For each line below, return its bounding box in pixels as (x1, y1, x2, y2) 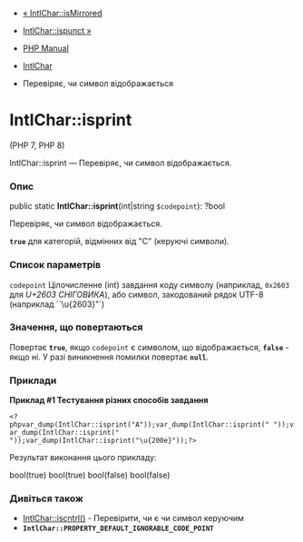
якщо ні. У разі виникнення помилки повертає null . (9, 351, 210, 362)
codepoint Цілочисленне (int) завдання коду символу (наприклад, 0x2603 (9, 279, 290, 290)
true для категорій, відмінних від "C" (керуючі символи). (9, 236, 230, 247)
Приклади (9, 374, 57, 387)
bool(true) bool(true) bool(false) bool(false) (9, 469, 171, 480)
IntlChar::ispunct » (22, 25, 93, 35)
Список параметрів (9, 259, 102, 271)
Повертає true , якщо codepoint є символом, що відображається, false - (9, 341, 289, 352)
